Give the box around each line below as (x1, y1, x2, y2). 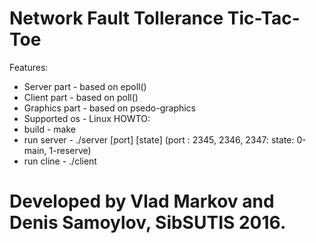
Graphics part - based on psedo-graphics (23, 102, 197, 114)
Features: (9, 61, 49, 73)
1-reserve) (48, 144, 92, 156)
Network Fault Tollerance (9, 7, 224, 30)
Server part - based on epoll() (23, 80, 147, 92)
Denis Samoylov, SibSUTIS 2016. (9, 212, 287, 234)
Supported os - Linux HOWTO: (23, 112, 151, 124)
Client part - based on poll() (23, 91, 139, 103)
